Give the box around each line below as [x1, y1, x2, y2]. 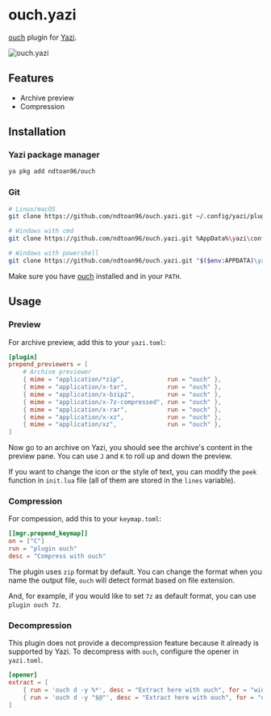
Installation [8, 125, 66, 139]
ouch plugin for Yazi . [8, 32, 77, 42]
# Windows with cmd [8, 227, 74, 235]
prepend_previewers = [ [8, 360, 89, 369]
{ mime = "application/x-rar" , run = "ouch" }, [23, 406, 222, 414]
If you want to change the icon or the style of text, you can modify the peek [8, 467, 257, 477]
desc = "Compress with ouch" [8, 552, 106, 561]
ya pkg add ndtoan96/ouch [8, 167, 95, 175]
